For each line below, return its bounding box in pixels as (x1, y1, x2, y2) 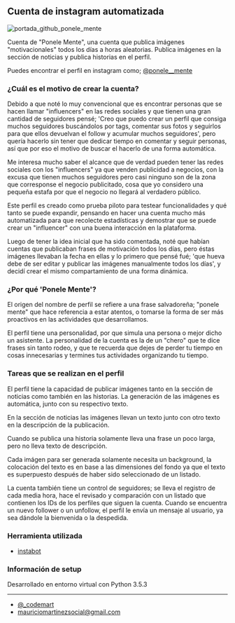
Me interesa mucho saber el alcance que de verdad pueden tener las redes (7, 158, 224, 167)
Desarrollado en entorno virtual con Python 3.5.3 (7, 580, 148, 589)
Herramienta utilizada (7, 530, 83, 540)
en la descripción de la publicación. (7, 420, 110, 429)
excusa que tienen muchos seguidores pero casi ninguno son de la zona (7, 173, 216, 182)
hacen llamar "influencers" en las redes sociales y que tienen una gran (7, 107, 211, 116)
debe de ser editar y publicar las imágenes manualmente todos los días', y (7, 259, 222, 268)
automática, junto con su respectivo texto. (7, 399, 129, 408)
